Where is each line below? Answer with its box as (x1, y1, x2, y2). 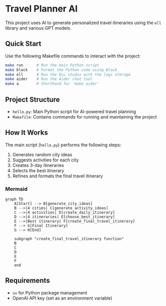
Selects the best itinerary (12, 167, 64, 173)
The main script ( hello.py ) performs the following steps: (5, 142, 121, 148)
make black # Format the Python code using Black (5, 67, 117, 72)
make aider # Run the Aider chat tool (5, 76, 93, 82)
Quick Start (5, 40, 41, 48)
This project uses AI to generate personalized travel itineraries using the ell (5, 20, 161, 26)
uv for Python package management (12, 289, 87, 295)
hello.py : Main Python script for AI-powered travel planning (12, 109, 136, 115)
